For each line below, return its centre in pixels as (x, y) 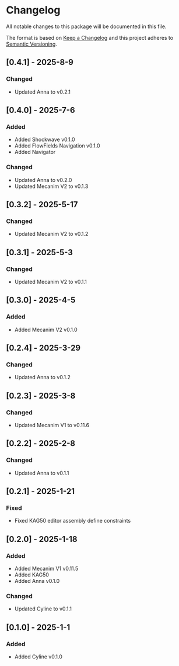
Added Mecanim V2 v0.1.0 (46, 329)
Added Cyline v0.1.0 (38, 657)
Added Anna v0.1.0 (37, 581)
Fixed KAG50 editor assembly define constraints (73, 521)
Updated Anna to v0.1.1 (42, 473)
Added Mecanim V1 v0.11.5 (46, 569)
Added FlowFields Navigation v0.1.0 (57, 146)
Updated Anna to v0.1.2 (43, 377)
